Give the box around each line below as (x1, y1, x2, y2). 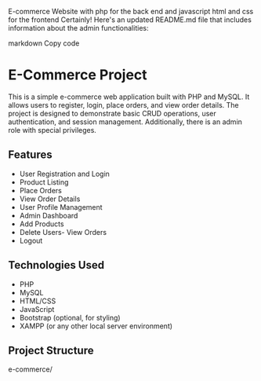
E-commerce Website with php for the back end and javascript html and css (8, 7, 254, 16)
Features (8, 148, 53, 162)
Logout (19, 236, 43, 245)
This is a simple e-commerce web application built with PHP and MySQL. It (8, 92, 250, 101)
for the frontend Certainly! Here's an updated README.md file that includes (8, 15, 252, 24)
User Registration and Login (19, 169, 110, 178)
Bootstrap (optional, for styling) (19, 313, 121, 322)
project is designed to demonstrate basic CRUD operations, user (8, 108, 217, 118)
